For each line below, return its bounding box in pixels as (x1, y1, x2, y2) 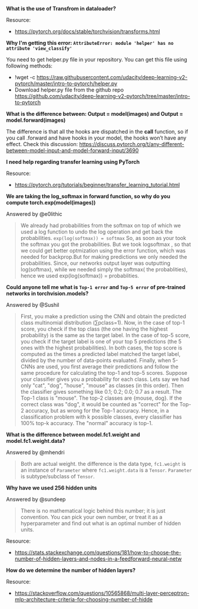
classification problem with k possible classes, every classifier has (20, 413, 182, 420)
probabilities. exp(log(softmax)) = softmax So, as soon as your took (20, 235, 187, 241)
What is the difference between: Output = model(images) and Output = (6, 111, 183, 117)
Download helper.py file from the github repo (14, 86, 124, 93)
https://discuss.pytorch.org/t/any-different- (79, 141, 184, 147)
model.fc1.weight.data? (6, 438, 66, 444)
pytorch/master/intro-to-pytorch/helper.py (14, 80, 118, 87)
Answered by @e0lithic (6, 210, 63, 218)
